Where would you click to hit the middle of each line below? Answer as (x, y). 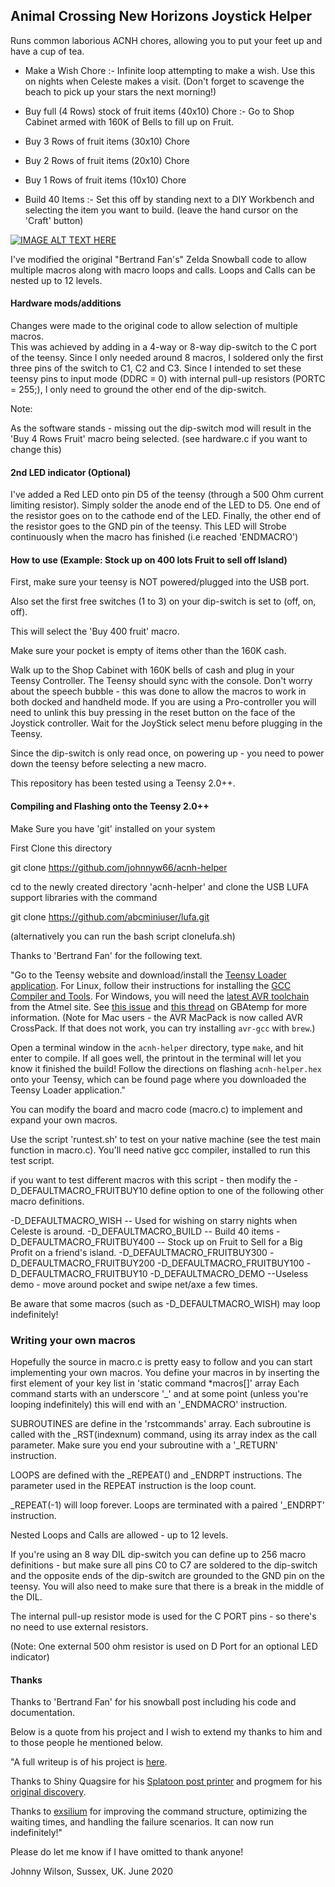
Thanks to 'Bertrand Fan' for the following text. (106, 955)
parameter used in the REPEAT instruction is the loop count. (133, 1485)
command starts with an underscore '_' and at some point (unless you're (159, 1393)
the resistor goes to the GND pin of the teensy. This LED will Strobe (148, 526)
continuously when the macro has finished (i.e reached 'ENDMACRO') (154, 537)
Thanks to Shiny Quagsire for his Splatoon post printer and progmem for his (166, 1781)
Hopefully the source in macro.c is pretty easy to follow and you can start (161, 1361)
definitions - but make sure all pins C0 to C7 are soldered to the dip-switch (164, 1565)
